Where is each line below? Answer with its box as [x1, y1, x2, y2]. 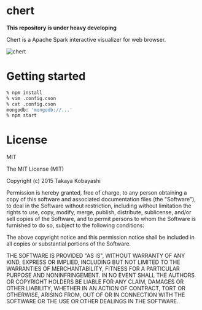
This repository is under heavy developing [6, 24, 117, 31]
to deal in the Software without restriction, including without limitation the [6, 202, 192, 209]
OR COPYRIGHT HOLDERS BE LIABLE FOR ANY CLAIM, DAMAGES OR [6, 278, 184, 285]
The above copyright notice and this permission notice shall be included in [6, 234, 195, 241]
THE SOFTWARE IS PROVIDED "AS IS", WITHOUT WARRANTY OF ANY [6, 252, 185, 260]
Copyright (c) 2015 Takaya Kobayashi [6, 177, 101, 185]
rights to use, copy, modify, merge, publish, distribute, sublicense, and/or [6, 209, 192, 216]
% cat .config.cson [6, 101, 56, 107]
